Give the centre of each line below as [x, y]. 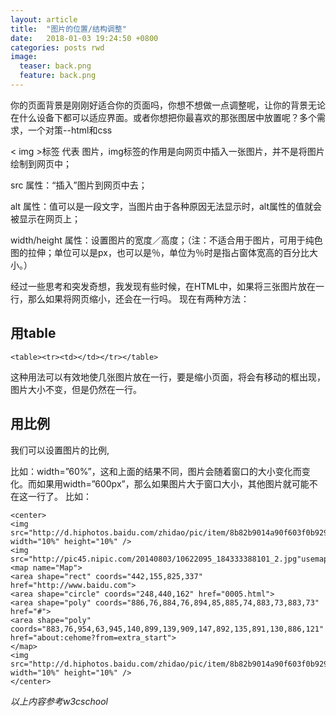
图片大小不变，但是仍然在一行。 [76, 389]
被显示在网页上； [45, 218]
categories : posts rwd [57, 47]
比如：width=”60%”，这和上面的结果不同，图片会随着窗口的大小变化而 [156, 471]
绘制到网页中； [41, 163]
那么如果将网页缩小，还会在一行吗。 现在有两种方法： [138, 298]
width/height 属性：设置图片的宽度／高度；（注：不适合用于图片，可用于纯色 [166, 240]
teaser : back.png [55, 66]
